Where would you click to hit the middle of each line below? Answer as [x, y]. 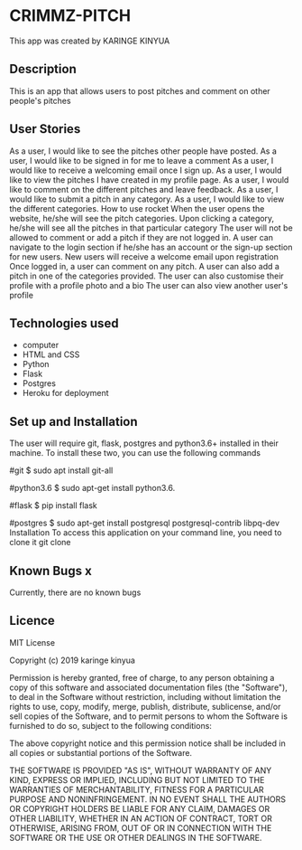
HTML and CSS [51, 354]
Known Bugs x [50, 571]
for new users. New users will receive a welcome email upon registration [144, 256]
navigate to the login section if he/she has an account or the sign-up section [151, 247]
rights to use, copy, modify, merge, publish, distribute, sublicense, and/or [145, 706]
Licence [32, 621]
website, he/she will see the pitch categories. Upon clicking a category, [142, 218]
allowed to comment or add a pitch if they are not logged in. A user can [141, 237]
